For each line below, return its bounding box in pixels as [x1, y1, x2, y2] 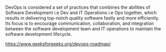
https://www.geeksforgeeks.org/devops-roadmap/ [5, 41, 111, 47]
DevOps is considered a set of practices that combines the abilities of [5, 5, 150, 10]
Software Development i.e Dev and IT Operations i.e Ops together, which [5, 10, 157, 16]
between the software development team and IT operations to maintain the [5, 26, 161, 32]
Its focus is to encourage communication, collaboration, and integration [5, 20, 154, 26]
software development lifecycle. [5, 31, 72, 37]
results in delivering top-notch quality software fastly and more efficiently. [5, 15, 159, 21]
